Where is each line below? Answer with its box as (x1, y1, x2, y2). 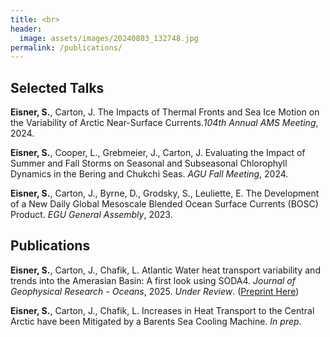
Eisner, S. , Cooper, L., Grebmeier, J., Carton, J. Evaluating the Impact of (10, 147, 306, 159)
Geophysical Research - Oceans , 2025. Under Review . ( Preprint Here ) (10, 285, 300, 297)
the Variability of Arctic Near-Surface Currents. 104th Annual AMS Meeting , (10, 117, 319, 129)
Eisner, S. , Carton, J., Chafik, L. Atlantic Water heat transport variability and (10, 264, 321, 276)
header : (10, 24, 43, 34)
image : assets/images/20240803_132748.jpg (19, 33, 199, 43)
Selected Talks (10, 79, 105, 96)
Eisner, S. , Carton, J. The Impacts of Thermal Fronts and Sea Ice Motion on (10, 106, 320, 118)
